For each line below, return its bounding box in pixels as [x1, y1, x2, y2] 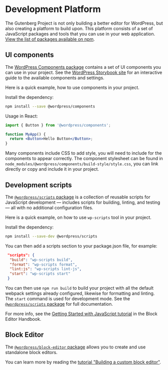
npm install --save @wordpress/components [5, 104, 95, 109]
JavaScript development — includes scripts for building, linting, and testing [5, 199, 160, 205]
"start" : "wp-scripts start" [10, 271, 71, 277]
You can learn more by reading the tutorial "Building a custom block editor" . [5, 359, 161, 365]
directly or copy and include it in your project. [5, 166, 99, 172]
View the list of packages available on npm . [5, 36, 95, 42]
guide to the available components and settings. [5, 74, 104, 81]
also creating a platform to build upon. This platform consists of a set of [5, 25, 153, 31]
